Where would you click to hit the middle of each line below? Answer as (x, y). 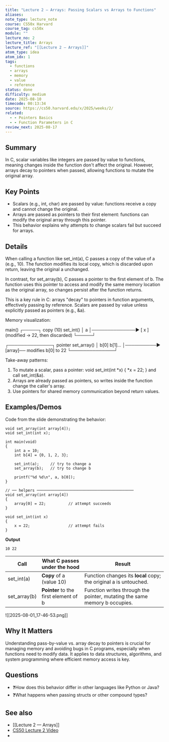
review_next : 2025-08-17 (31, 127)
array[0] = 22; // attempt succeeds (63, 503)
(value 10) (54, 582)
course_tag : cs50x (24, 29)
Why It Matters (29, 631)
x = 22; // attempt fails (59, 526)
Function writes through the (117, 590)
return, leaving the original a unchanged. (47, 269)
